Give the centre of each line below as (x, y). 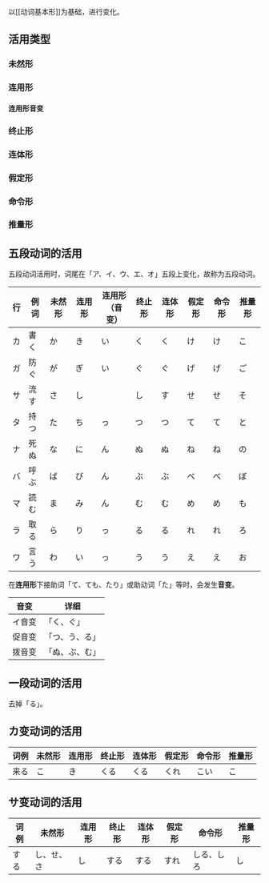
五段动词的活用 (45, 253)
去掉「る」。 (28, 704)
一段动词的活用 (45, 683)
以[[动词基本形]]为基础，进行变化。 (66, 12)
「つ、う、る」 (72, 637)
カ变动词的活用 (45, 731)
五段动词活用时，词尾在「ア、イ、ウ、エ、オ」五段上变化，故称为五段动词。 (134, 274)
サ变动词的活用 (45, 803)
